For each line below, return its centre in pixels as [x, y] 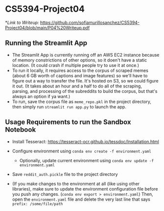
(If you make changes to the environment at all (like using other [76, 184]
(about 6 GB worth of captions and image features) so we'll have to [80, 75]
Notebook [21, 130]
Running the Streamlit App [46, 43]
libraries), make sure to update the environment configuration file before [85, 189]
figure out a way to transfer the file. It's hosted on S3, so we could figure [85, 81]
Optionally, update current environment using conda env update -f [87, 160]
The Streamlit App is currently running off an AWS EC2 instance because [86, 55]
